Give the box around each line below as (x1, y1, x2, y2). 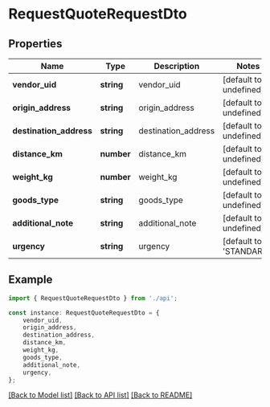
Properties (8, 37, 63, 51)
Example (8, 273, 53, 287)
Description (153, 61, 200, 71)
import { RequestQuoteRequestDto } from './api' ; (8, 294, 178, 302)
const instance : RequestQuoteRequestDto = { (8, 308, 160, 317)
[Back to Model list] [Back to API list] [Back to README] (8, 390, 193, 400)
